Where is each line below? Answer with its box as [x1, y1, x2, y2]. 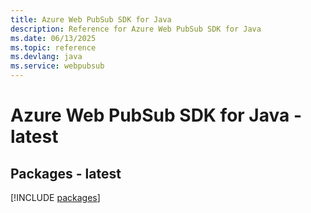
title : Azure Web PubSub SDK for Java [10, 14, 172, 25]
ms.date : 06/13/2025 [10, 33, 97, 43]
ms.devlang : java [10, 52, 83, 62]
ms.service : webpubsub [10, 61, 105, 71]
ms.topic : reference [10, 42, 97, 53]
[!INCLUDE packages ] [10, 192, 101, 203]
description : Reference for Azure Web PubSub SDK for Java [10, 24, 262, 34]
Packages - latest [10, 165, 122, 182]
